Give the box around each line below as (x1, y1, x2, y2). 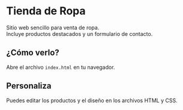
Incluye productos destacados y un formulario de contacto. (6, 30, 153, 37)
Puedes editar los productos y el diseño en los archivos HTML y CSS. (6, 97, 178, 104)
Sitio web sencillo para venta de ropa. (6, 24, 100, 31)
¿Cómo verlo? (6, 48, 60, 58)
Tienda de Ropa (6, 4, 86, 18)
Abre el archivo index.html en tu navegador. (6, 63, 115, 71)
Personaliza (6, 81, 52, 91)
